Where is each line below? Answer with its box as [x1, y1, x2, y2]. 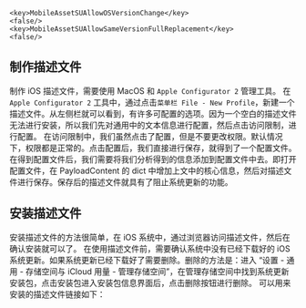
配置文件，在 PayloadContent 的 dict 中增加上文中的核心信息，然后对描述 [9, 165, 284, 176]
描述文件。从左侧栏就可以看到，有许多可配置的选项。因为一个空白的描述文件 [9, 108, 297, 118]
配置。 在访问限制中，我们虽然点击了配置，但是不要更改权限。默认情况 [16, 130, 283, 141]
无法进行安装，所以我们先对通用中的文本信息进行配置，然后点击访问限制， [9, 119, 289, 130]
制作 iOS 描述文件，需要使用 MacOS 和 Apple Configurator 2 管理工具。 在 [9, 85, 291, 96]
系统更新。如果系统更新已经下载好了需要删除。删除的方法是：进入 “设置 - [9, 254, 285, 265]
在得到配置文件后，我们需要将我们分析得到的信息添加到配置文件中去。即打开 [9, 153, 297, 164]
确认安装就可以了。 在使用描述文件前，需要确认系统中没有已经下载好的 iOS [9, 242, 291, 254]
